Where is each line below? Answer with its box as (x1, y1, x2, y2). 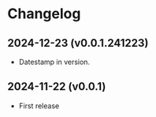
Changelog (7, 5, 81, 23)
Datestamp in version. (18, 57, 91, 66)
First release (18, 100, 60, 111)
